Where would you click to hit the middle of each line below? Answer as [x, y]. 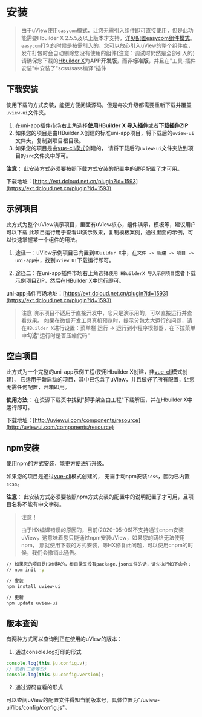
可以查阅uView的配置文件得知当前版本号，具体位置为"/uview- [83, 699]
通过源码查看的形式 [39, 687]
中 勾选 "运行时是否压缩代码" [55, 335]
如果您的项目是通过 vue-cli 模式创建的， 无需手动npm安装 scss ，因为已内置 [98, 477]
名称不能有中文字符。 [38, 504]
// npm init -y [25, 570]
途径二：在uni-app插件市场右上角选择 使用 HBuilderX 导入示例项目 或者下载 [106, 273]
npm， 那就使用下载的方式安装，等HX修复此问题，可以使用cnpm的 [104, 545]
